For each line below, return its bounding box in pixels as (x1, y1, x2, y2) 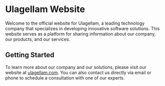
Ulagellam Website (5, 4, 85, 15)
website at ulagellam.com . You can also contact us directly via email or (5, 69, 151, 75)
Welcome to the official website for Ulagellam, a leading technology (5, 20, 145, 26)
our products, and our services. (5, 36, 70, 42)
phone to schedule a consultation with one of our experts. (5, 74, 125, 81)
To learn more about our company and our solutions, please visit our (5, 64, 147, 70)
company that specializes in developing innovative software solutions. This (5, 25, 160, 31)
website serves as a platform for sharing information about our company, (5, 31, 156, 37)
